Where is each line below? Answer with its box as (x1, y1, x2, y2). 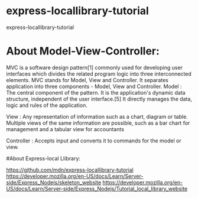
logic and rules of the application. (6, 102, 87, 109)
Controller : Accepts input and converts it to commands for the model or (6, 137, 181, 144)
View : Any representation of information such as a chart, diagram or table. (6, 113, 188, 120)
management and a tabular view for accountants (6, 125, 124, 132)
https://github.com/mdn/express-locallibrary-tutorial (6, 166, 134, 173)
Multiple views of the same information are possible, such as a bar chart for (6, 119, 190, 126)
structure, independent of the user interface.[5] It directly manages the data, (6, 95, 192, 102)
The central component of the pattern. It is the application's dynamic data (6, 89, 186, 96)
